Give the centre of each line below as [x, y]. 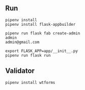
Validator [20, 71]
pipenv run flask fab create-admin [43, 33]
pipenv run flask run [28, 55]
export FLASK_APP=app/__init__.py [42, 51]
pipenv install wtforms [30, 82]
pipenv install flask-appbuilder [40, 24]
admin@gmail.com [22, 42]
